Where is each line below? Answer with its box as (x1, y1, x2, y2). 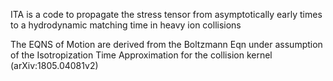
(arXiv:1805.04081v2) (10, 60, 99, 71)
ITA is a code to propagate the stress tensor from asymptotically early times (10, 9, 323, 20)
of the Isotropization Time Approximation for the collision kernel (10, 49, 273, 61)
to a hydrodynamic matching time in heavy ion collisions (10, 19, 242, 31)
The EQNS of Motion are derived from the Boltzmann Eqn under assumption (10, 39, 323, 50)
